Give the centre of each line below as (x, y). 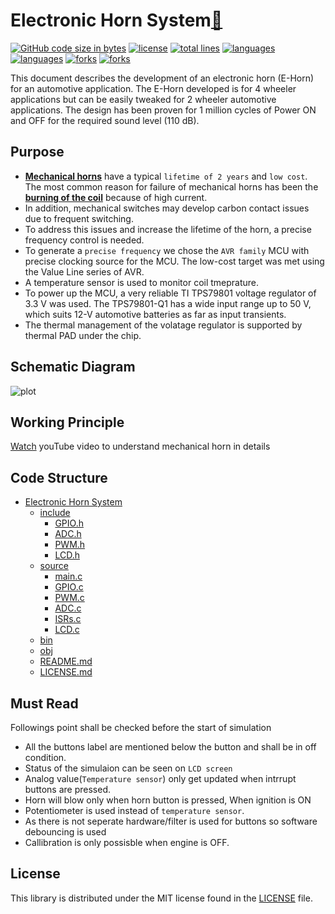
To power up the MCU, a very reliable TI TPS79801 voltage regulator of (170, 293)
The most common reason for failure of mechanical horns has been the (171, 186)
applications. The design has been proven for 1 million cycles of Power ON (163, 110)
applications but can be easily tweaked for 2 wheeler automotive (143, 99)
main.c (68, 576)
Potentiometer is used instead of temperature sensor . (134, 810)
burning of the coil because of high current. (116, 197)
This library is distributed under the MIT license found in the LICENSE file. (161, 898)
